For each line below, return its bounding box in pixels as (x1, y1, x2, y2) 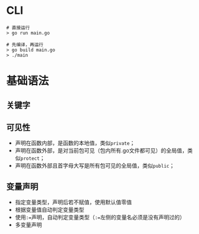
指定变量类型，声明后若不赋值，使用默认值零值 (15, 198, 132, 206)
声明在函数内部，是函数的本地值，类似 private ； (15, 139, 135, 147)
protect (20, 156, 40, 162)
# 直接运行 (6, 25, 30, 31)
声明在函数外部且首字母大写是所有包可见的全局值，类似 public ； (15, 162, 175, 169)
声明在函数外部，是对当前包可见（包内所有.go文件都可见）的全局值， (15, 147, 188, 154)
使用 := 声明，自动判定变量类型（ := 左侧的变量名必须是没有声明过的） (15, 213, 186, 221)
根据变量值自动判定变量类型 (15, 206, 85, 213)
